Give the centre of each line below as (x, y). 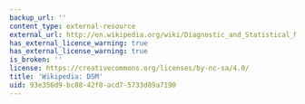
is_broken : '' (36, 60)
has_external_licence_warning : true (79, 43)
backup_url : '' (38, 18)
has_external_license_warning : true (79, 52)
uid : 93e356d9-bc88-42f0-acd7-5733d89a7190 (93, 85)
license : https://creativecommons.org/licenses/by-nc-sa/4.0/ (129, 69)
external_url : (36, 34)
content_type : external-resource (73, 26)
